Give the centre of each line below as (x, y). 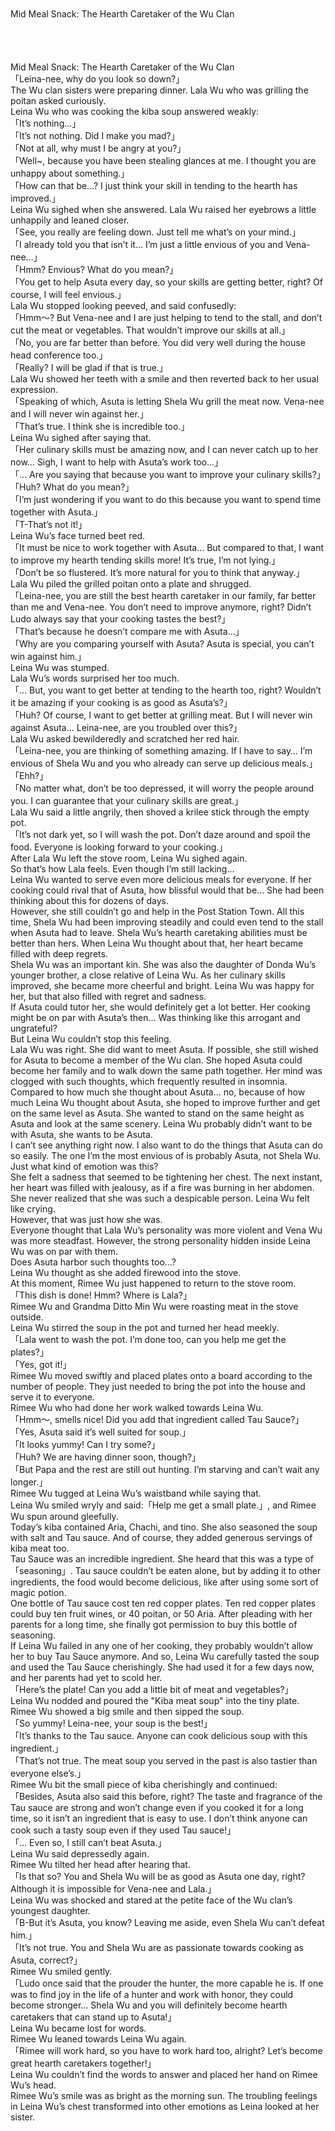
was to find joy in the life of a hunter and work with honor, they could (152, 1994)
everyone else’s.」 (48, 1773)
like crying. (33, 1209)
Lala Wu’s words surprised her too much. (95, 678)
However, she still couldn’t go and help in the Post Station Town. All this (157, 911)
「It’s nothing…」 (46, 123)
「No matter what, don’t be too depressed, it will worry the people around (162, 788)
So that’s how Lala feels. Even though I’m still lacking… (122, 869)
